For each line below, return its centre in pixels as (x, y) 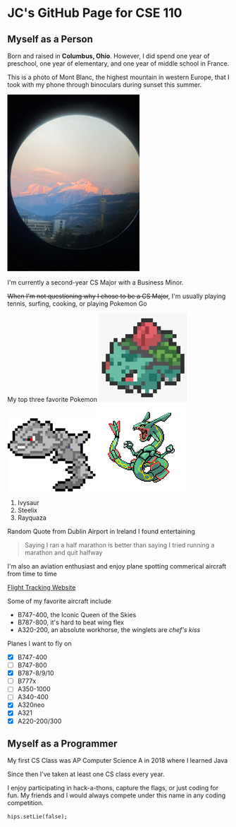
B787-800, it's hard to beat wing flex (71, 622)
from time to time (32, 574)
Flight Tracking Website (42, 587)
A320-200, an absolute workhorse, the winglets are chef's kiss (109, 630)
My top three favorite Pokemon (52, 399)
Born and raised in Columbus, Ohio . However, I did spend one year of (108, 56)
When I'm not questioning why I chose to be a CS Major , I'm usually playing (117, 296)
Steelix (27, 510)
